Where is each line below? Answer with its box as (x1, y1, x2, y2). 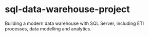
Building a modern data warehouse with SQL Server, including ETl (5, 20, 144, 26)
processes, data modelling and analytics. (5, 25, 92, 31)
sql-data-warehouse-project (5, 4, 131, 15)
